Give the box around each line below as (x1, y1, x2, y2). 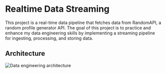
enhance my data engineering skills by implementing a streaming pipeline (5, 30, 155, 36)
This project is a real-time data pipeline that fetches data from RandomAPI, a (5, 20, 162, 25)
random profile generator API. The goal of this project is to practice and (5, 24, 151, 30)
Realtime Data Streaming (5, 3, 110, 15)
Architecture (5, 49, 46, 58)
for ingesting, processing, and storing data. (5, 35, 93, 41)
